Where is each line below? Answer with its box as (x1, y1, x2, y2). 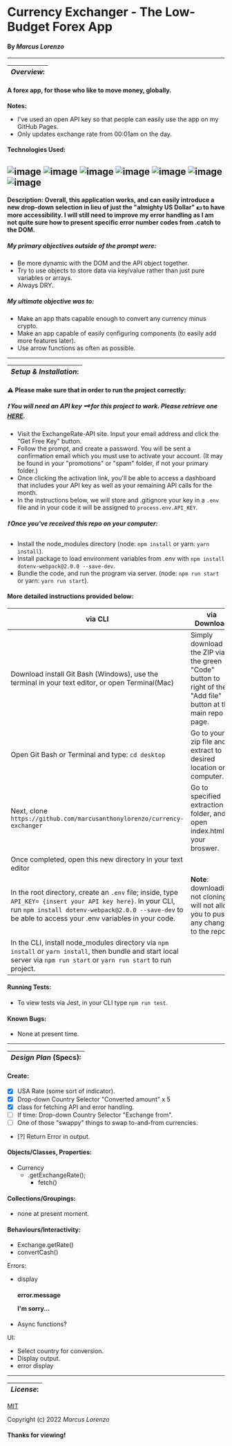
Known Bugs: (7, 1014, 47, 1022)
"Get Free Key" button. (17, 437, 82, 445)
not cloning (191, 891, 227, 901)
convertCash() (17, 1248, 59, 1257)
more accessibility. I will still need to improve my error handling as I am (7, 211, 214, 219)
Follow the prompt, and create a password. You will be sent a (17, 444, 191, 453)
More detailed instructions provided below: (7, 592, 134, 600)
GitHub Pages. (17, 122, 59, 130)
